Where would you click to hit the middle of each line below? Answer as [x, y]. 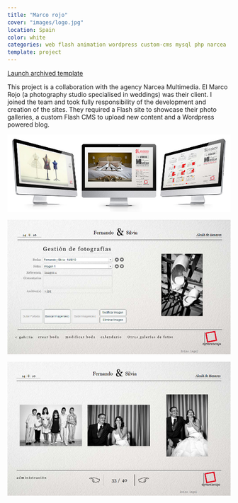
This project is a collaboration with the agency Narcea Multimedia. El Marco [118, 87]
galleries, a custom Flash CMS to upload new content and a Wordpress [111, 117]
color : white [27, 37]
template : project [34, 52]
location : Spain [31, 30]
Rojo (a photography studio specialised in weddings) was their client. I [110, 94]
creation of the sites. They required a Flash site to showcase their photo [112, 109]
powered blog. [28, 125]
